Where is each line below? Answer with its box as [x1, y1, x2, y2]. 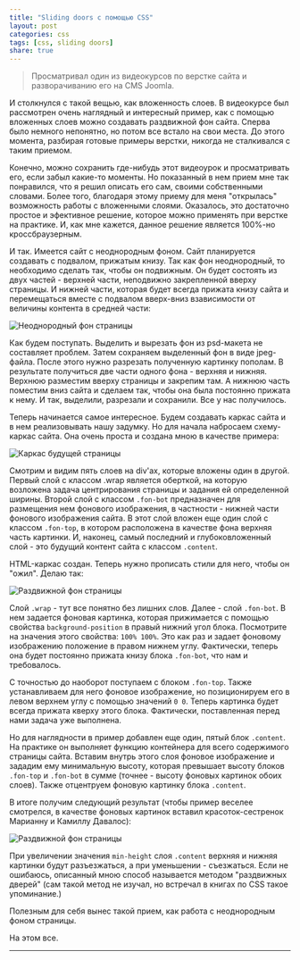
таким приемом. [9, 145, 73, 156]
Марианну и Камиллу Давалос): [9, 816, 132, 827]
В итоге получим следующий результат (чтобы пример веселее [9, 797, 254, 808]
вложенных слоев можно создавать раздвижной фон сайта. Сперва [9, 117, 271, 128]
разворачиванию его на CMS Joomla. [30, 80, 175, 91]
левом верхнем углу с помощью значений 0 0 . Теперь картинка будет [9, 696, 279, 706]
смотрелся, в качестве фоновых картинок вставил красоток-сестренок [9, 806, 284, 817]
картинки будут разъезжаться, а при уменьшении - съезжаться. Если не [9, 860, 288, 871]
